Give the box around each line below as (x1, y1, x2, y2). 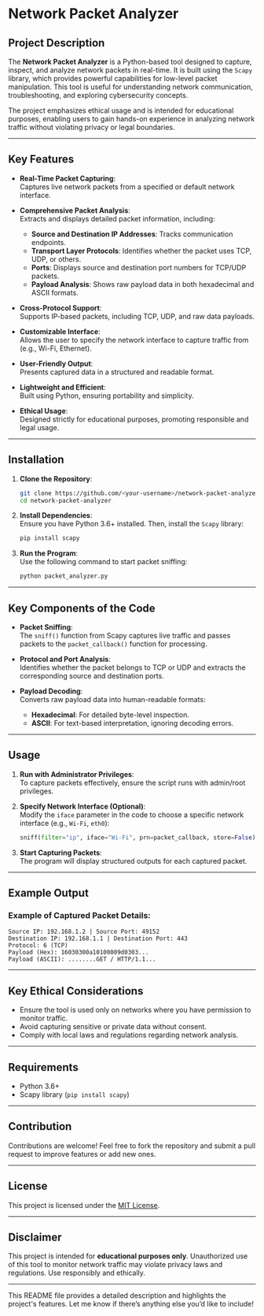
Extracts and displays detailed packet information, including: (19, 214, 215, 223)
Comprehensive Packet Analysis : (19, 206, 131, 215)
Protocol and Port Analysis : (19, 654, 112, 664)
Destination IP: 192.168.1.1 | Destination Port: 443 (8, 935, 189, 942)
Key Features (8, 153, 75, 166)
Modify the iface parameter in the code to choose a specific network (19, 809, 244, 820)
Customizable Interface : (19, 326, 101, 336)
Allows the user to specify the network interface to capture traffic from (19, 335, 249, 344)
